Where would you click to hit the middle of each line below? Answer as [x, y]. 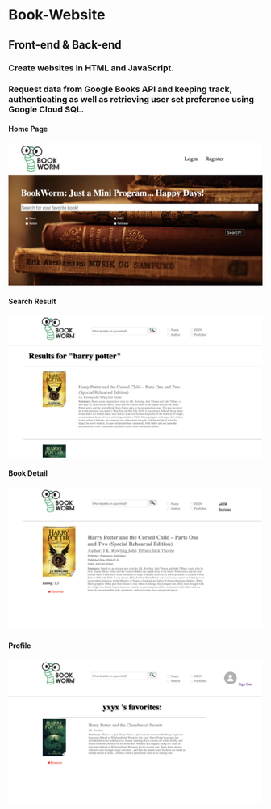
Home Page [28, 129]
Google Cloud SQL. [46, 109]
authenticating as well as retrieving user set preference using [131, 100]
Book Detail [28, 473]
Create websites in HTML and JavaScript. [92, 68]
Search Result [32, 301]
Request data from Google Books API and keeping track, [120, 89]
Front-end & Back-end [65, 45]
